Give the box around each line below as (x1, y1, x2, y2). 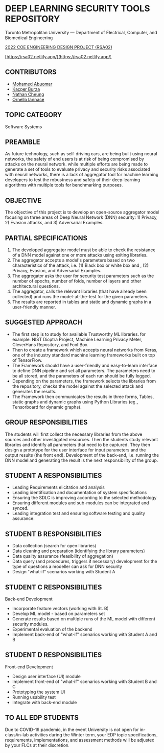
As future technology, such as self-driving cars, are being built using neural (5, 151, 158, 157)
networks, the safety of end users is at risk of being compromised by (5, 156, 144, 162)
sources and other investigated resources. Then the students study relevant (5, 436, 158, 442)
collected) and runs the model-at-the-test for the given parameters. (12, 294, 149, 299)
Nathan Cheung (12, 91, 44, 97)
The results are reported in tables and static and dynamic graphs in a (12, 299, 152, 305)
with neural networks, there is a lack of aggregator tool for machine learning (5, 172, 159, 178)
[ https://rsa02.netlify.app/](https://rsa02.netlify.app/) (5, 53, 112, 59)
